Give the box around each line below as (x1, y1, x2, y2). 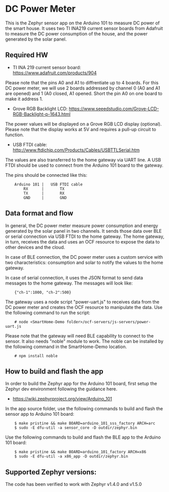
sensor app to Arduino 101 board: (5, 411, 75, 417)
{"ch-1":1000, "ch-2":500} (14, 290, 72, 295)
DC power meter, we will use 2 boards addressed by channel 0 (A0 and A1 (5, 85, 160, 91)
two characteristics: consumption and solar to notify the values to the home (5, 259, 163, 265)
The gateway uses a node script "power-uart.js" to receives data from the (5, 298, 160, 305)
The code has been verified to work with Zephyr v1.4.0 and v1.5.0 (5, 481, 142, 487)
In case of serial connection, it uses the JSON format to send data (5, 274, 143, 281)
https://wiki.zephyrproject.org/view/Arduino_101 (12, 396, 113, 402)
